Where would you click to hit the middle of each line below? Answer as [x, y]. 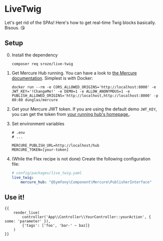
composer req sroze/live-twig [42, 64]
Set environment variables [38, 124]
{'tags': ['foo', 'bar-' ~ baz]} [56, 226]
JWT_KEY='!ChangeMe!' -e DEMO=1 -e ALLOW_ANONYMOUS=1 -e [71, 91]
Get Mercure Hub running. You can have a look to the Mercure [74, 73]
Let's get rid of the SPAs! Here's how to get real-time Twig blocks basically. [80, 22]
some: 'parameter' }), [28, 221]
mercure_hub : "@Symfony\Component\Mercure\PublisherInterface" [86, 182]
